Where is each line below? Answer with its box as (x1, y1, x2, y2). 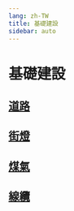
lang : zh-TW (8, 11, 49, 20)
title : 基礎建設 (8, 19, 59, 28)
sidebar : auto (8, 27, 57, 35)
